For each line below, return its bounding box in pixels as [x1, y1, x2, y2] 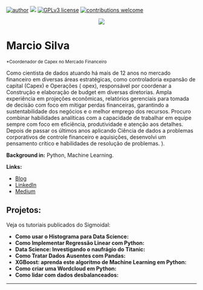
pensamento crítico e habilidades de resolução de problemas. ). [6, 139, 165, 147]
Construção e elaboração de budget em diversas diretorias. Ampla [6, 88, 172, 96]
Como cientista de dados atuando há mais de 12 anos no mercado [6, 69, 171, 77]
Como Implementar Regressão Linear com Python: [14, 239, 145, 247]
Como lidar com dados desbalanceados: [14, 271, 119, 279]
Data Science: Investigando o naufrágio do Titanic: [14, 245, 146, 253]
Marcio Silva [6, 39, 70, 52]
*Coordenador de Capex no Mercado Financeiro [6, 58, 107, 65]
